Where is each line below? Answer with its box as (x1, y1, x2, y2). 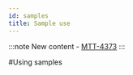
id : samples (8, 11, 49, 20)
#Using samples (8, 57, 62, 67)
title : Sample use (8, 19, 71, 27)
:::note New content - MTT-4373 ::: (8, 41, 126, 51)
